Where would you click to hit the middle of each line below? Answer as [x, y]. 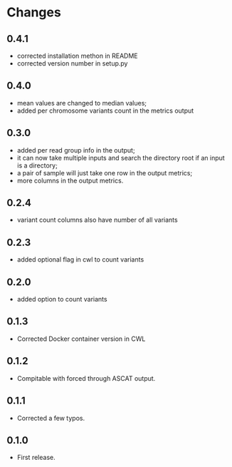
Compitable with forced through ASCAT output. [86, 378]
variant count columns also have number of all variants [97, 220]
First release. [36, 458]
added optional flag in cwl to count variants [80, 260]
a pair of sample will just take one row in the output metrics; [105, 173]
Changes [34, 12]
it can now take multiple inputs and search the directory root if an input [121, 158]
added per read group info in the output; [76, 150]
